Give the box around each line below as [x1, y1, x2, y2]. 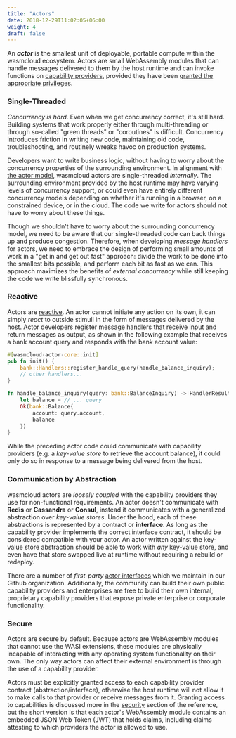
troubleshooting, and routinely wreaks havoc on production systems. [7, 142, 206, 151]
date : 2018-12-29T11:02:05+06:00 [7, 17, 105, 24]
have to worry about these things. [7, 208, 105, 216]
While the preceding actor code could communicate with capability [7, 442, 202, 451]
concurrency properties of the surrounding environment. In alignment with [7, 163, 223, 172]
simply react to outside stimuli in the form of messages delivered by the [7, 315, 215, 323]
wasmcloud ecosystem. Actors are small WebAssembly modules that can [7, 57, 219, 65]
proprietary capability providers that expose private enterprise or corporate [7, 593, 225, 602]
